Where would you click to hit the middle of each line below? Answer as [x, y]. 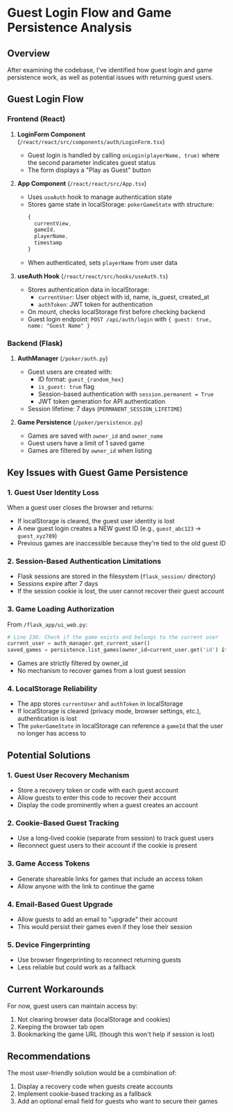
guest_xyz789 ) [37, 535]
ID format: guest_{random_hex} [81, 379]
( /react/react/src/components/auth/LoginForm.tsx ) [91, 141]
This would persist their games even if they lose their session [105, 927]
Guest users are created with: [70, 372]
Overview [29, 53]
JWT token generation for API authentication [102, 402]
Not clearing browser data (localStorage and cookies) [94, 1019]
